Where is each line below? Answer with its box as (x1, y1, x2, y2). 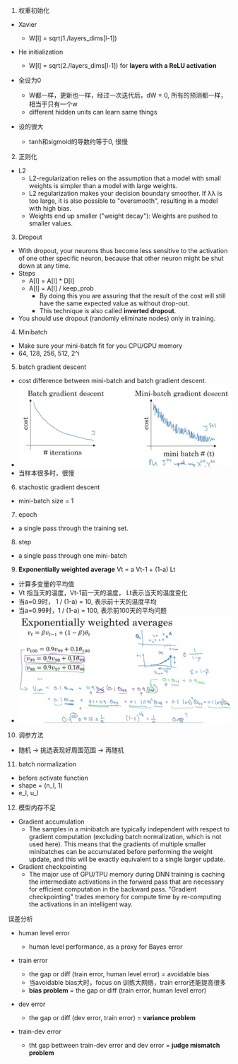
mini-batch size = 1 (18, 496, 74, 505)
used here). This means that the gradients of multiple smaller (28, 840, 207, 848)
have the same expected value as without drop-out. (39, 299, 190, 308)
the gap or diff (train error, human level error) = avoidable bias (28, 970, 210, 978)
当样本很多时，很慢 (18, 469, 75, 477)
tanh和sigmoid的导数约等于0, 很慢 (28, 137, 129, 146)
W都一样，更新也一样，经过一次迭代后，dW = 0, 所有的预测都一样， (28, 91, 227, 99)
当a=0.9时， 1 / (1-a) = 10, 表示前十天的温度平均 (18, 597, 157, 606)
